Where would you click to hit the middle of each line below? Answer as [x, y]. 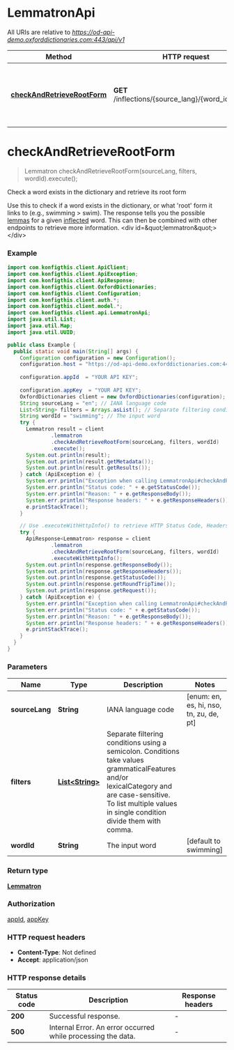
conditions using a [137, 743]
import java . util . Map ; [40, 326]
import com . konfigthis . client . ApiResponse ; [71, 280]
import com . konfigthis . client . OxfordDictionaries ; [82, 287]
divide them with [134, 821]
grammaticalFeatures [141, 769]
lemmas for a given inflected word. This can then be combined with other [112, 220]
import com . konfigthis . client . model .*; [65, 307]
